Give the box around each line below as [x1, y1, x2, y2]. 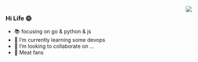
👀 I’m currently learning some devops [14, 37, 106, 44]
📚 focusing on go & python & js [14, 28, 92, 35]
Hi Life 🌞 [5, 14, 32, 22]
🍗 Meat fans [14, 49, 44, 56]
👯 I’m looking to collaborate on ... [14, 43, 95, 50]
